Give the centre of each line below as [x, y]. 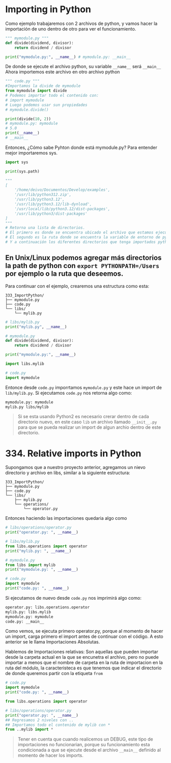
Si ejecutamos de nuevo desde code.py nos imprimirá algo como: [73, 598]
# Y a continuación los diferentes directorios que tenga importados [81, 242]
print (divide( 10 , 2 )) [28, 119]
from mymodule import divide [36, 91]
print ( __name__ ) [22, 133]
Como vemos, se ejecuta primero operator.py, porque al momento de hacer [84, 631]
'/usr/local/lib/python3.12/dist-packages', [62, 209]
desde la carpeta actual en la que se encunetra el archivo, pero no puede [82, 657]
